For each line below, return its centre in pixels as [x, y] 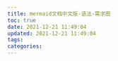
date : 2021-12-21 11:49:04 [47, 27]
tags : [15, 40]
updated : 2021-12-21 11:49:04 [52, 33]
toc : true [22, 20]
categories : [25, 46]
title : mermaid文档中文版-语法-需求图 [59, 14]
